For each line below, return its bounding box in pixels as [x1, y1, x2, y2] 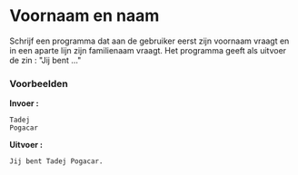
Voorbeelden [9, 77, 68, 90]
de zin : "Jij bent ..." [9, 54, 82, 65]
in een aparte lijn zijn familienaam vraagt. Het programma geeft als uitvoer [9, 44, 287, 55]
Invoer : [9, 98, 39, 109]
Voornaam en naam [9, 5, 160, 26]
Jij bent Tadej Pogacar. [9, 157, 104, 166]
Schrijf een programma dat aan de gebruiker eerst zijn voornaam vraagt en [9, 35, 290, 46]
